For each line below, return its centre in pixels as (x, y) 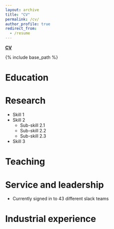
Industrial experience (51, 219)
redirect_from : (21, 29)
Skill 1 (18, 115)
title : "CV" (18, 15)
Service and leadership (54, 185)
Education (27, 78)
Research (26, 101)
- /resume (20, 33)
